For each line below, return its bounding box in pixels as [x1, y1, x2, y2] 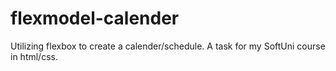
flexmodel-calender [10, 7, 180, 30]
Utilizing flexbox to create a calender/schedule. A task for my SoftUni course [10, 40, 326, 52]
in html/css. [10, 50, 58, 62]
